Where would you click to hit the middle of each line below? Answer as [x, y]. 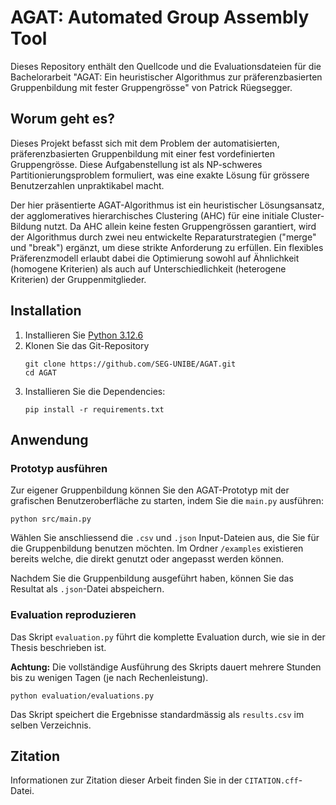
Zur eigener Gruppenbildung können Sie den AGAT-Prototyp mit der [150, 490]
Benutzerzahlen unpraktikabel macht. [87, 185]
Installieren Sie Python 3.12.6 [84, 335]
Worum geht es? [62, 119]
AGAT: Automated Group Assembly [160, 17]
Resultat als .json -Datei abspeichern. [87, 589]
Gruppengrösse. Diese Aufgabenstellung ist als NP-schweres [136, 164]
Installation [46, 311]
